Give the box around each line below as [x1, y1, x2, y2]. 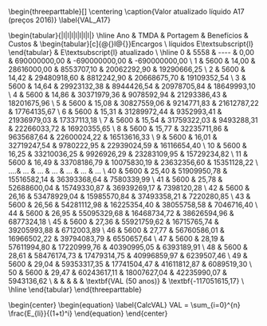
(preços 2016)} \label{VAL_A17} [8, 15, 112, 25]
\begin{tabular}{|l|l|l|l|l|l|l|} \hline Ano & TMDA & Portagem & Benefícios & [8, 31, 249, 40]
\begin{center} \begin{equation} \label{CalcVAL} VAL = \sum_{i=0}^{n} [8, 300, 241, 309]
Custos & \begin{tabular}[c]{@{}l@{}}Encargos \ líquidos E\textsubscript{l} [8, 39, 254, 49]
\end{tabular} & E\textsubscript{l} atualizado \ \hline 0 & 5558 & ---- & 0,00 [8, 48, 255, 57]
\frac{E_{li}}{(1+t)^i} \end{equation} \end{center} [8, 308, 168, 318]
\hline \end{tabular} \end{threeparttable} [8, 285, 142, 294]
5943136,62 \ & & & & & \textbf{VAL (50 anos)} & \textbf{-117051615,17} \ [8, 277, 245, 285]
